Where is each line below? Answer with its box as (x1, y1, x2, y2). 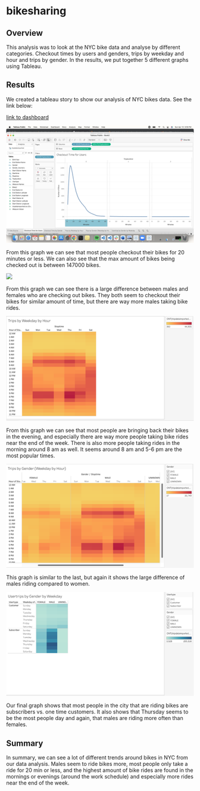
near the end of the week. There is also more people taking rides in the (6, 440, 180, 447)
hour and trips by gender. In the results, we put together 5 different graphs (6, 57, 189, 63)
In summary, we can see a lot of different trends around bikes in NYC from (6, 754, 189, 761)
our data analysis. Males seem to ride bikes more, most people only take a (6, 761, 188, 768)
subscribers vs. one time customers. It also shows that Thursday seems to (6, 708, 189, 715)
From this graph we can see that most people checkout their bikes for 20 (6, 248, 185, 256)
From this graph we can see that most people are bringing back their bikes (6, 427, 189, 434)
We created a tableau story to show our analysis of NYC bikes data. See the (6, 95, 192, 102)
